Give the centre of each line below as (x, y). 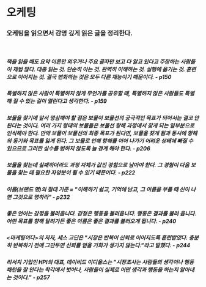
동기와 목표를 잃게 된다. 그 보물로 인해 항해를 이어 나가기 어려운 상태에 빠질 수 (103, 141)
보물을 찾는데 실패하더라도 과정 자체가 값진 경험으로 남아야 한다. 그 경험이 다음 (98, 165)
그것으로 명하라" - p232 (41, 197)
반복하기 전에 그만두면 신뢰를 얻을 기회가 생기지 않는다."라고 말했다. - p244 (101, 245)
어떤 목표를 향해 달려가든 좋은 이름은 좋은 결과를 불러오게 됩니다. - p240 (91, 221)
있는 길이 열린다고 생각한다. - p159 (66, 101)
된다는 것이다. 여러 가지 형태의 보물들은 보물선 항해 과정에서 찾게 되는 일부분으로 (100, 125)
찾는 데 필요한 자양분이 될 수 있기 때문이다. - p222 (76, 173)
